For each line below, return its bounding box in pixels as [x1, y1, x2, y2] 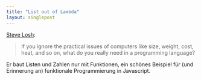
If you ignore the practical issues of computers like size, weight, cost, [21, 43, 194, 50]
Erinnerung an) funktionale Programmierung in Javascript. [6, 67, 151, 74]
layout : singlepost [6, 14, 56, 20]
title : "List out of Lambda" [6, 8, 80, 15]
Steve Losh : [6, 31, 36, 38]
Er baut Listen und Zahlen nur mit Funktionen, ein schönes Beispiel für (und [6, 61, 194, 68]
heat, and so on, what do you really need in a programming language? [21, 49, 195, 56]
